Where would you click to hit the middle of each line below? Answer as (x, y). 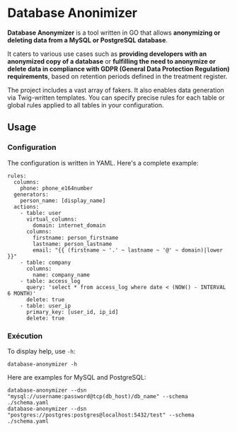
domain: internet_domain (69, 225)
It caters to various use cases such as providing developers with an (107, 54)
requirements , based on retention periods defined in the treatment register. (117, 76)
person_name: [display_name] (63, 200)
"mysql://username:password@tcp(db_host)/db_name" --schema (98, 396)
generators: (31, 194)
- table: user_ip (46, 305)
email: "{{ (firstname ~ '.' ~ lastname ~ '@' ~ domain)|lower (128, 250)
